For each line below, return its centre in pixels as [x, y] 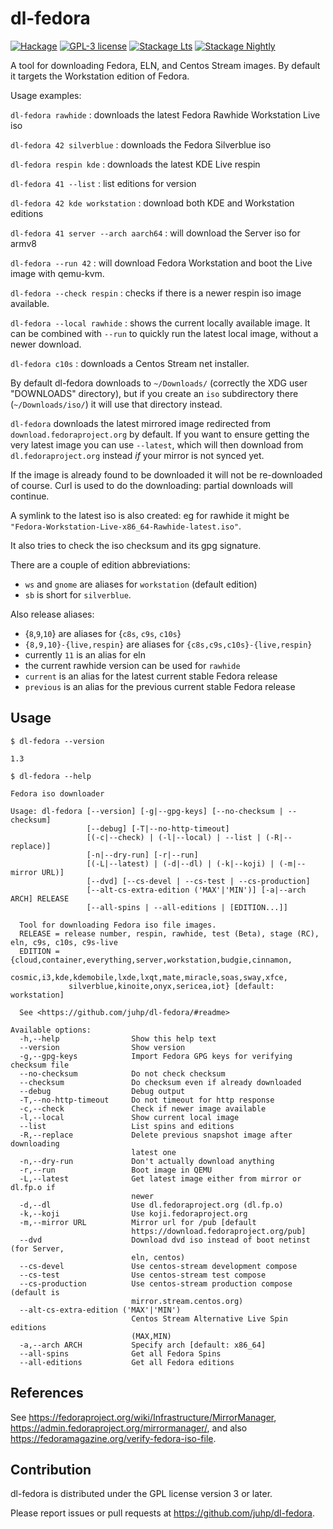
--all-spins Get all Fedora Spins [120, 1353]
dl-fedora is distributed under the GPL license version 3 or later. [141, 1494]
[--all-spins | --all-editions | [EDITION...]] [187, 907]
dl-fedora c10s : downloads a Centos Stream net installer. [130, 363]
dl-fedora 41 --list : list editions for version [103, 183]
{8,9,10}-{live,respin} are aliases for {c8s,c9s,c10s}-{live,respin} [168, 644]
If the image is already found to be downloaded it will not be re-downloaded [166, 474]
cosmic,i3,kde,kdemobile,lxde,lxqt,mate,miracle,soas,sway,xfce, [149, 977]
